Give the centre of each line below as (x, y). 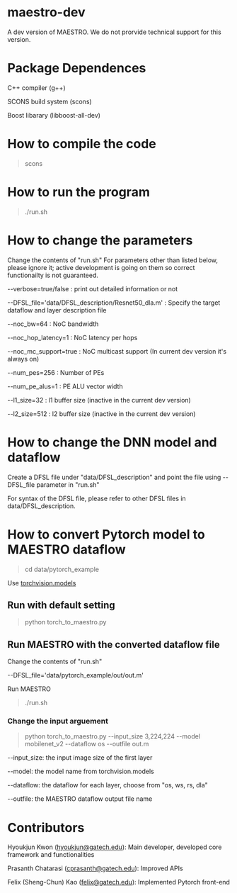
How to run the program (79, 192)
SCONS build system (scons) (50, 101)
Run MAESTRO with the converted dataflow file (114, 645)
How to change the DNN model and (112, 442)
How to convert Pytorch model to (106, 534)
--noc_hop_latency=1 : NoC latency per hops (73, 337)
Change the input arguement (58, 721)
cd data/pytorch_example (62, 569)
